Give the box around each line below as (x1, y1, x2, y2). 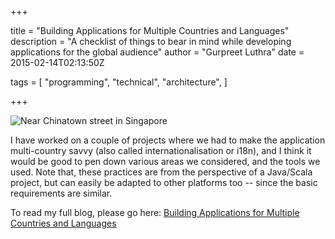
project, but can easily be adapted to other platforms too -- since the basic (10, 177, 318, 188)
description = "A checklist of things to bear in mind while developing (10, 36, 292, 47)
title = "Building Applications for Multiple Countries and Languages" (10, 25, 290, 36)
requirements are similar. (10, 187, 113, 199)
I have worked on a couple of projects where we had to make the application (10, 134, 326, 146)
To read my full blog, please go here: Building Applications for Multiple (10, 207, 300, 218)
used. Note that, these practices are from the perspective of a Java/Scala (10, 166, 313, 178)
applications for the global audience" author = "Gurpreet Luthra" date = (10, 46, 305, 58)
